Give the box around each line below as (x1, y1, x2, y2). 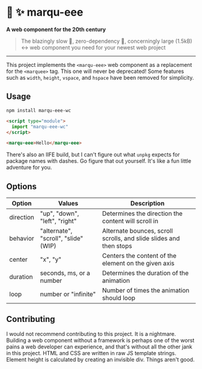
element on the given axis (102, 259, 175, 268)
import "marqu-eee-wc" (11, 124, 69, 130)
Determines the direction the (102, 209, 183, 218)
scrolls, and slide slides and (102, 235, 180, 243)
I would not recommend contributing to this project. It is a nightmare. (6, 330, 176, 337)
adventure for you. (6, 164, 52, 171)
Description (130, 199, 165, 207)
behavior (9, 235, 34, 243)
